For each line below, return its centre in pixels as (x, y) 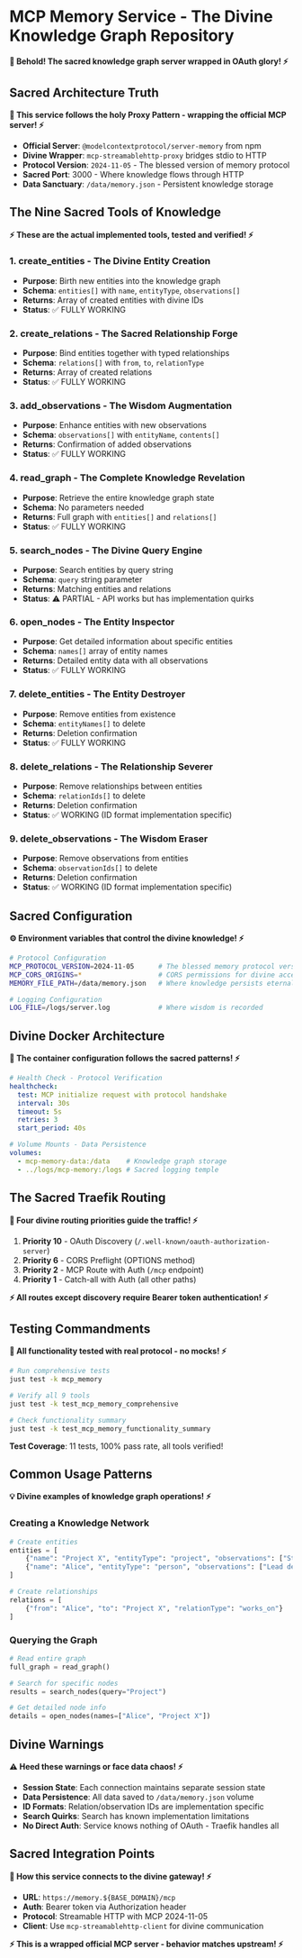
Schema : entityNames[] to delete (84, 724)
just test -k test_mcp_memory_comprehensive (94, 1404)
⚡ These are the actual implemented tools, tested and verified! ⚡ (132, 234)
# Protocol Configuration (58, 958)
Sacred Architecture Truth (84, 93)
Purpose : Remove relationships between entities (112, 786)
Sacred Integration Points (82, 1854)
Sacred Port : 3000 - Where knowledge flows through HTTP (133, 174)
